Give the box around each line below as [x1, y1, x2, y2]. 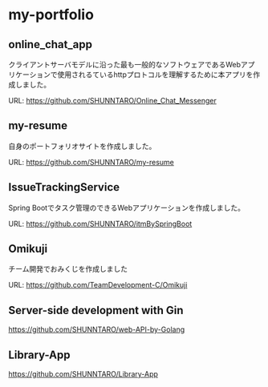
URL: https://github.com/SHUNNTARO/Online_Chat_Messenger [8, 96, 217, 105]
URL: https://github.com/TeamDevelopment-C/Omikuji [8, 280, 188, 290]
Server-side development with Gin [8, 303, 184, 317]
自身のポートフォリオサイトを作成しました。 [8, 141, 156, 151]
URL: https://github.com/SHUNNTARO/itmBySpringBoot [8, 219, 193, 228]
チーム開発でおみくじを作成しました [8, 264, 128, 274]
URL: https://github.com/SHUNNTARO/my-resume [8, 157, 174, 167]
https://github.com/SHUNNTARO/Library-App [8, 369, 159, 379]
